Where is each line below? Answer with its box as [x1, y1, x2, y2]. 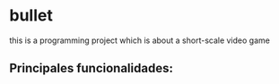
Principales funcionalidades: [9, 61, 173, 76]
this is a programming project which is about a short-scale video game [9, 35, 271, 46]
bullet [9, 5, 54, 26]
